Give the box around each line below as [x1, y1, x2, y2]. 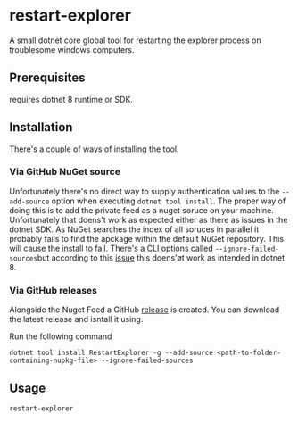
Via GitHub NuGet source [9, 166, 120, 178]
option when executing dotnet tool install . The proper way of [51, 195, 286, 206]
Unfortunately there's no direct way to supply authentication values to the [9, 186, 280, 196]
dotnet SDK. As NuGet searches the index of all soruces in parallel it [9, 224, 260, 235]
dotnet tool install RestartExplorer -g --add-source [9, 349, 214, 358]
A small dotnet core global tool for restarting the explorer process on [9, 35, 261, 46]
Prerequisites [9, 70, 86, 86]
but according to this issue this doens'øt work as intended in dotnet [37, 252, 286, 263]
